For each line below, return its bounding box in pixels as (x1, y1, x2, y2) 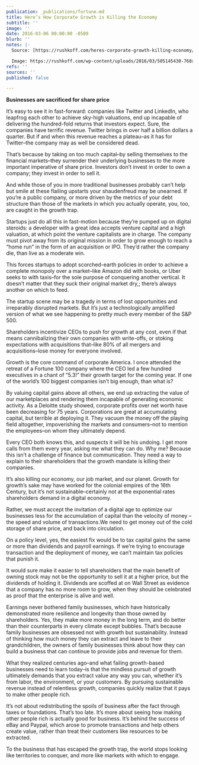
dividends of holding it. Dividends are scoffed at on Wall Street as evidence (6, 580, 190, 587)
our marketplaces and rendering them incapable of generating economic (6, 396, 184, 403)
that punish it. (6, 555, 40, 562)
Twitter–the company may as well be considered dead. (6, 139, 140, 146)
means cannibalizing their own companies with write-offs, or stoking (6, 335, 174, 342)
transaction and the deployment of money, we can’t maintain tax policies (6, 549, 184, 556)
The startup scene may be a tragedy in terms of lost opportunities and (6, 298, 178, 305)
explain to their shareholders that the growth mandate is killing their (6, 458, 171, 465)
